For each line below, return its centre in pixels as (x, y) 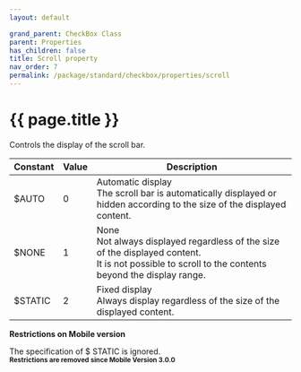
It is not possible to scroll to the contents (181, 264)
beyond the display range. (151, 274)
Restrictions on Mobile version (67, 333)
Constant (34, 167)
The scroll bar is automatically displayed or (186, 193)
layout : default (39, 17)
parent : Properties (46, 42)
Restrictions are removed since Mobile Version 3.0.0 (93, 359)
